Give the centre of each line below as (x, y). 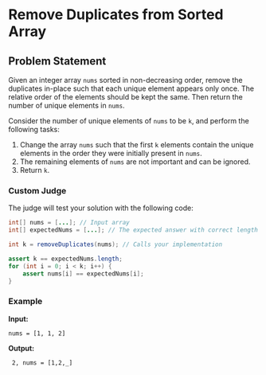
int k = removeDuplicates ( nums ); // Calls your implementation (115, 244)
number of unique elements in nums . (66, 105)
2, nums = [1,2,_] (42, 363)
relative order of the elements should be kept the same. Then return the (125, 97)
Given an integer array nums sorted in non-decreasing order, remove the (125, 80)
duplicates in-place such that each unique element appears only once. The (131, 88)
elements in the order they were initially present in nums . (111, 153)
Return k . (35, 170)
